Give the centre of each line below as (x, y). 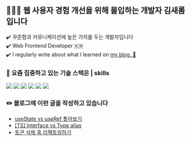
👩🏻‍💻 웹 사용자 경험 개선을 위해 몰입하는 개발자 (84, 11)
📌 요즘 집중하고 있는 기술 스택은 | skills (58, 73)
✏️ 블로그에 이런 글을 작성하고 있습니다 (57, 103)
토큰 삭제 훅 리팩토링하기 (43, 132)
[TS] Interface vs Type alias (48, 126)
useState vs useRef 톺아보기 (48, 119)
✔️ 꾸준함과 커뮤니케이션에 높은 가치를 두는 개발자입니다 (70, 36)
